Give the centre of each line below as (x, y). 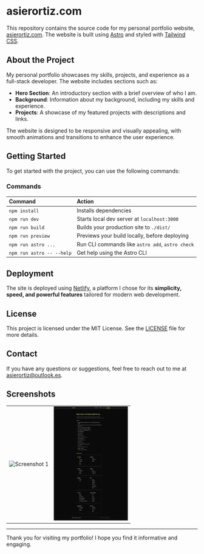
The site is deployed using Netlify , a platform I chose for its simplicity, (94, 288)
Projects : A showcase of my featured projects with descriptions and (100, 112)
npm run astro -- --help (40, 253)
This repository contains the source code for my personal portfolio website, (101, 28)
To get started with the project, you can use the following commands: (93, 171)
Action (85, 201)
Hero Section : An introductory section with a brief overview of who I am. (106, 93)
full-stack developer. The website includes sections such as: (82, 81)
